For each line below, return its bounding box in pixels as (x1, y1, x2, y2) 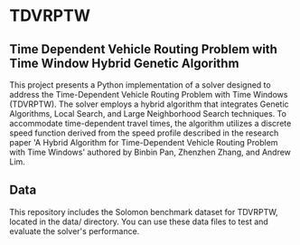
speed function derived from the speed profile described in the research (9, 127, 279, 138)
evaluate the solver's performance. (9, 225, 140, 236)
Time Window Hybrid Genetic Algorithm (9, 55, 239, 71)
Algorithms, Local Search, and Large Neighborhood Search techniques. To (9, 108, 287, 118)
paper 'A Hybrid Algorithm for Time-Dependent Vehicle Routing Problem (9, 137, 278, 147)
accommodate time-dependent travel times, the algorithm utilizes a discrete (9, 118, 292, 128)
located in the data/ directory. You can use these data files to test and (9, 216, 268, 227)
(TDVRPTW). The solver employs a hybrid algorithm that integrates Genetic (9, 99, 289, 109)
